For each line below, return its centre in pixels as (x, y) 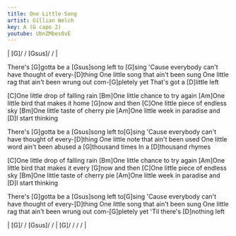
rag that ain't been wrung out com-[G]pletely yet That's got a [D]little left (113, 82)
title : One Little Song (42, 14)
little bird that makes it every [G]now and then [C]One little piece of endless (117, 168)
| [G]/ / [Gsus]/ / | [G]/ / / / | (47, 225)
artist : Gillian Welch (41, 20)
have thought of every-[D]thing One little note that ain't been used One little (117, 139)
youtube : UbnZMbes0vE (39, 33)
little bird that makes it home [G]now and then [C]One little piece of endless (117, 104)
